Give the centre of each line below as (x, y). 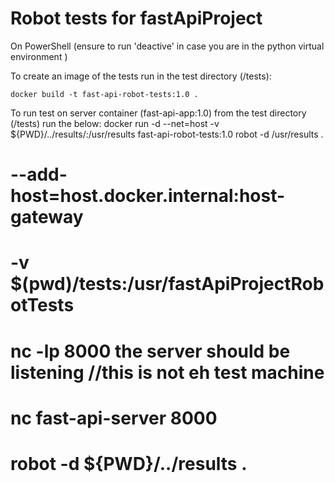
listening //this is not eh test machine (167, 372)
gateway (47, 217)
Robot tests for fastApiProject (136, 18)
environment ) (39, 56)
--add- (39, 174)
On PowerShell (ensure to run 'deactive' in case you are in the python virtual (167, 46)
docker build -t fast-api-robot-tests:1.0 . (104, 94)
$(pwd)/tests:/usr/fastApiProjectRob (167, 284)
